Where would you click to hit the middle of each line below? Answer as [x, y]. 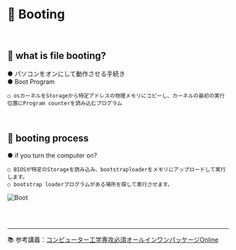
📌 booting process [48, 139]
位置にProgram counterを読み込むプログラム [65, 103]
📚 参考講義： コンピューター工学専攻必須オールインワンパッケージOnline [113, 239]
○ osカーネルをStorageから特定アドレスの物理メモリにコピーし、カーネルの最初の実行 [116, 96]
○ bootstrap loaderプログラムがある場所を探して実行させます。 [90, 184]
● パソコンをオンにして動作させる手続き [66, 74]
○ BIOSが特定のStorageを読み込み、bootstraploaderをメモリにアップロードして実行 [117, 169]
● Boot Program [31, 81]
